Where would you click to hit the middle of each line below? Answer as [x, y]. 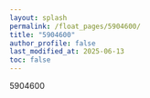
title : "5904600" [43, 34]
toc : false [30, 60]
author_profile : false [53, 43]
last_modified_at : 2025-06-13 [67, 52]
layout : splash [38, 18]
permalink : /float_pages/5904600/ [75, 26]
